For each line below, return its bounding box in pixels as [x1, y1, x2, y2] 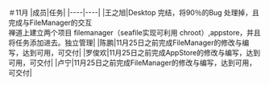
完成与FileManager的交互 [8, 18, 93, 27]
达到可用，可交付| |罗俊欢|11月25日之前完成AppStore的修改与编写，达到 [22, 48, 260, 57]
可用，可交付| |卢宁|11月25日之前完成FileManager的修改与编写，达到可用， [8, 58, 257, 67]
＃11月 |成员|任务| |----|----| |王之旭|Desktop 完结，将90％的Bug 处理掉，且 [8, 8, 260, 17]
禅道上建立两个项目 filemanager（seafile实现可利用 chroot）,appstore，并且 [8, 28, 262, 37]
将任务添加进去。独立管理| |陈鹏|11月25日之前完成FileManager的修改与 [8, 38, 243, 47]
